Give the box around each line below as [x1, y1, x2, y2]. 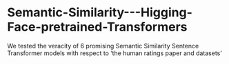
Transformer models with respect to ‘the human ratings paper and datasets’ [7, 49, 222, 57]
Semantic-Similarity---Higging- [7, 5, 193, 20]
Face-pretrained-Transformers [7, 19, 188, 35]
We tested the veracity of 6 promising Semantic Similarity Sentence [7, 42, 199, 50]
